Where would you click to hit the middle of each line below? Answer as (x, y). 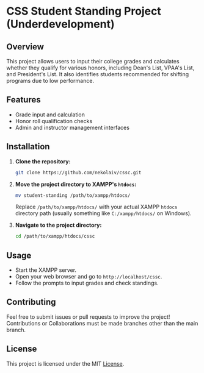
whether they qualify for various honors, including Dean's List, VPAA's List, (100, 68)
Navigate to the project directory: (58, 225)
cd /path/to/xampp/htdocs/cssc (55, 236)
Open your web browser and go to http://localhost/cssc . (89, 277)
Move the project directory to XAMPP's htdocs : (76, 184)
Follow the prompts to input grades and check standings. (87, 283)
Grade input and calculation (50, 115)
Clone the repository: (43, 161)
